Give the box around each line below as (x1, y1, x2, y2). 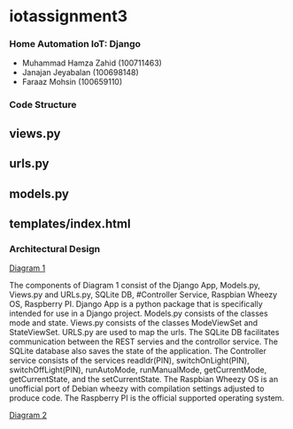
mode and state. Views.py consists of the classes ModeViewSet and (9, 318, 258, 328)
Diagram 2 (9, 410, 47, 421)
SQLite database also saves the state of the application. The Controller (9, 346, 267, 356)
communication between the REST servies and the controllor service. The (9, 336, 279, 347)
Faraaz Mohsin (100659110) (21, 77, 123, 88)
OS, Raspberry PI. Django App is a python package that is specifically (9, 299, 263, 310)
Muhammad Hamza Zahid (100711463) (21, 57, 162, 68)
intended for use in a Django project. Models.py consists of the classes (9, 308, 268, 319)
